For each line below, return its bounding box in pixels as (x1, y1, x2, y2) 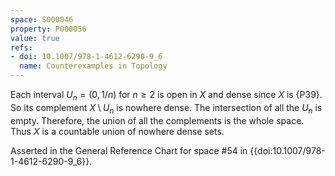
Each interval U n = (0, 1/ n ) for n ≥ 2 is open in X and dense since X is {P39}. (10, 89, 323, 103)
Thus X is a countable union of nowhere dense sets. (10, 125, 225, 137)
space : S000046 (10, 14, 74, 25)
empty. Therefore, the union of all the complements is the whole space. (10, 114, 305, 126)
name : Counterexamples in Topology (19, 61, 168, 71)
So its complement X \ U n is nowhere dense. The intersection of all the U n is (10, 101, 323, 116)
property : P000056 (10, 24, 87, 34)
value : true (10, 33, 60, 43)
